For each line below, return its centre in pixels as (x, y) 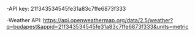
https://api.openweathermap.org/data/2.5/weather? (108, 20)
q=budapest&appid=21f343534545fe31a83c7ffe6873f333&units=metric (97, 27)
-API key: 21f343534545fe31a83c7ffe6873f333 (66, 9)
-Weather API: (24, 20)
